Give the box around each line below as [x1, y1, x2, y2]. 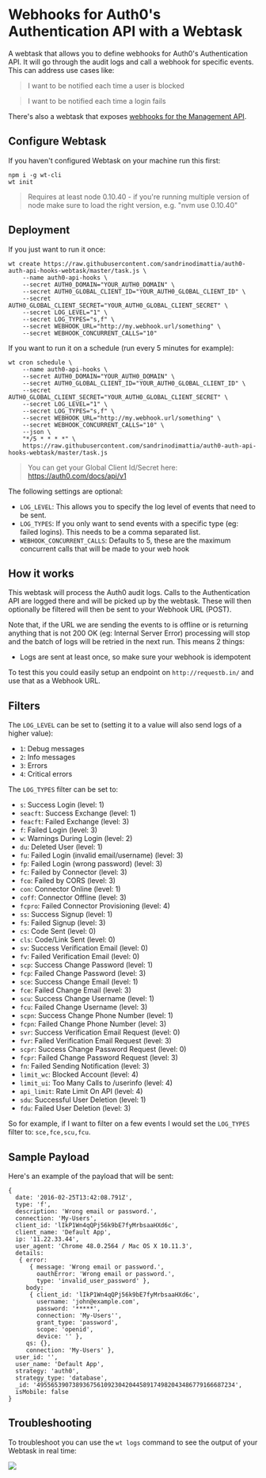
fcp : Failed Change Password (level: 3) [19, 969, 146, 978]
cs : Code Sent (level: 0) [19, 927, 97, 936]
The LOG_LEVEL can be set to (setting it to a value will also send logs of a [8, 720, 242, 730]
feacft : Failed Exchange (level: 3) [19, 817, 130, 827]
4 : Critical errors [19, 770, 73, 779]
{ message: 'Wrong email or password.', [28, 1263, 165, 1271]
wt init [8, 178, 34, 186]
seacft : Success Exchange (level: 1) [19, 808, 136, 818]
